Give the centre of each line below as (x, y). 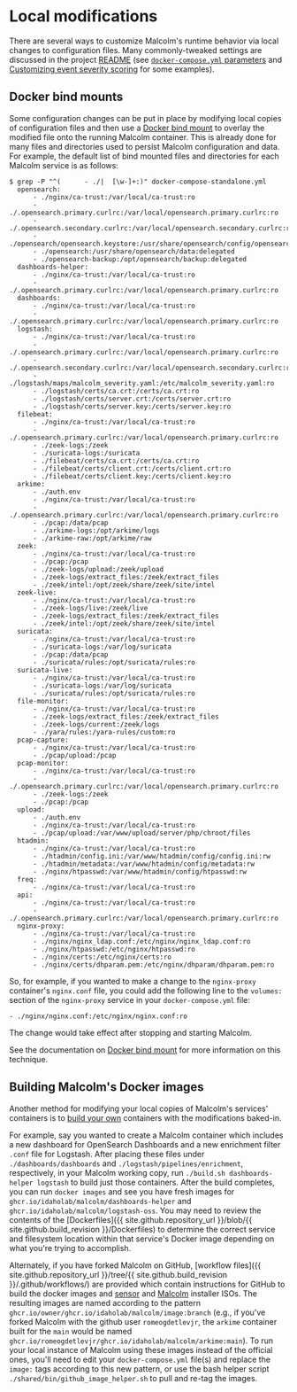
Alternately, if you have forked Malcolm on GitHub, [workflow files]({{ (135, 1265)
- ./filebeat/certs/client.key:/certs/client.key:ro (132, 476)
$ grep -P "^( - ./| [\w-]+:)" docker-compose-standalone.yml (138, 182)
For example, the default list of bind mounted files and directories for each (145, 156)
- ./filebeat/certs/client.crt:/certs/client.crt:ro (132, 468)
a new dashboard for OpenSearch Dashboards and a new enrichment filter (145, 1144)
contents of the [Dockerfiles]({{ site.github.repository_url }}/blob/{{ (131, 1219)
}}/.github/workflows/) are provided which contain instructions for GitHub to (147, 1284)
